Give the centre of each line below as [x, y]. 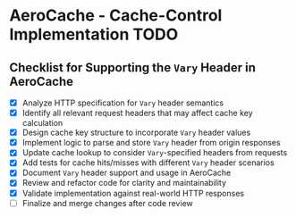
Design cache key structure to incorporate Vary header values [136, 133]
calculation [42, 123]
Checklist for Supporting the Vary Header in [133, 67]
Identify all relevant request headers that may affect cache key [137, 113]
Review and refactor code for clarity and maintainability [124, 183]
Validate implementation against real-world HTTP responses [133, 193]
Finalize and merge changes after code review [108, 203]
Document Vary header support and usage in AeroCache [127, 173]
